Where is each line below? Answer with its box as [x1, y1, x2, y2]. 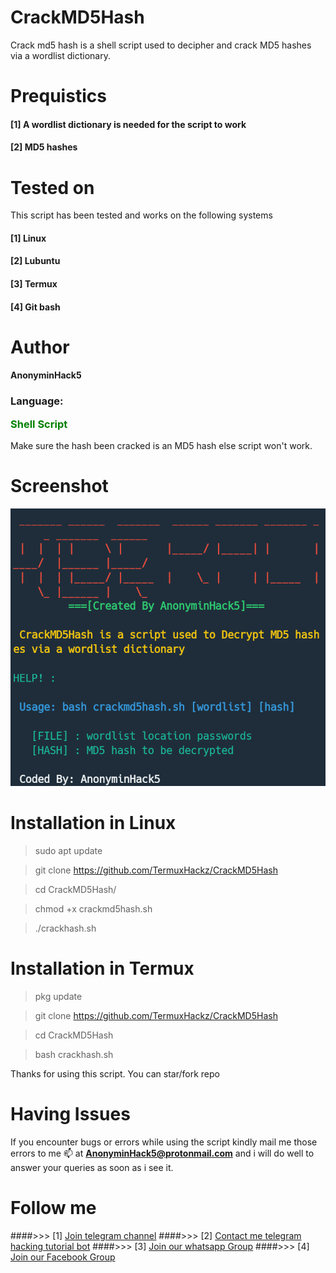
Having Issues [10, 1102, 131, 1125]
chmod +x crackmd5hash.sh [34, 902, 153, 915]
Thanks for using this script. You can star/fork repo [10, 1067, 221, 1080]
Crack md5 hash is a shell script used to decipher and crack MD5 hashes [10, 39, 312, 51]
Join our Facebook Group [10, 1251, 116, 1263]
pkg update [34, 990, 83, 1002]
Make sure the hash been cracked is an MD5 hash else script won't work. [10, 440, 313, 452]
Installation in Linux [10, 812, 177, 834]
